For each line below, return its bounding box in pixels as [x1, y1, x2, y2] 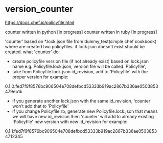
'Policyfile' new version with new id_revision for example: [12, 119, 128, 124]
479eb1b [5, 88, 23, 94]
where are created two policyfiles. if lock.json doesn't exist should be [5, 43, 145, 49]
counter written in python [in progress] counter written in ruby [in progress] [5, 29, 158, 35]
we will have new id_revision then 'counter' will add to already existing [12, 113, 154, 119]
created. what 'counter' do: [5, 49, 60, 55]
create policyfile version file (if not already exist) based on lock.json [12, 58, 149, 64]
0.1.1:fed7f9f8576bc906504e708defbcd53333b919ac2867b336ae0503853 [5, 128, 157, 134]
